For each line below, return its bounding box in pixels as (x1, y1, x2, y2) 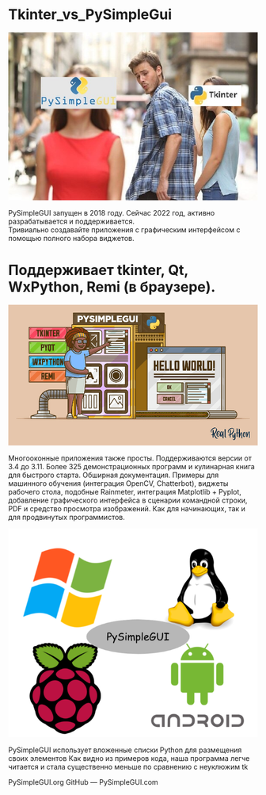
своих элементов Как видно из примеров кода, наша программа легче (8, 754, 250, 763)
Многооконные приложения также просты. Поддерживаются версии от (8, 453, 252, 463)
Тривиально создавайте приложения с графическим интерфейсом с (8, 225, 241, 235)
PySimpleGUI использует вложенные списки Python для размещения (8, 745, 242, 755)
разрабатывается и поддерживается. (8, 216, 135, 227)
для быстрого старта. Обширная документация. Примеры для (8, 470, 219, 480)
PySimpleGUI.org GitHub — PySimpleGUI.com (8, 778, 158, 787)
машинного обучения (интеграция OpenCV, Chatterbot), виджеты (8, 478, 229, 488)
